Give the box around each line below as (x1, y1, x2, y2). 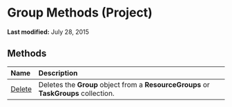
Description (38, 68, 78, 77)
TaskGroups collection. (38, 88, 115, 98)
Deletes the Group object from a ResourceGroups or (38, 79, 210, 89)
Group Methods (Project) (7, 5, 153, 21)
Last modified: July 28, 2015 (7, 28, 90, 36)
